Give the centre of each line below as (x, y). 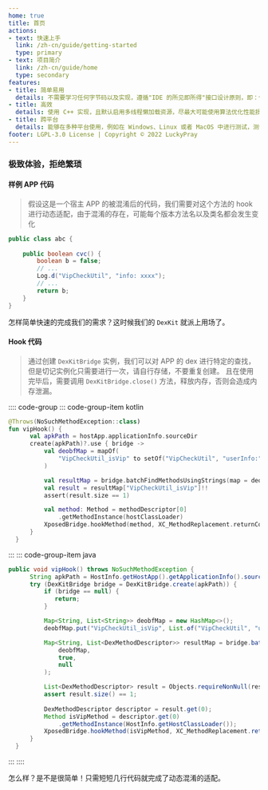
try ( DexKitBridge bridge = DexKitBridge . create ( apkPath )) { (133, 584)
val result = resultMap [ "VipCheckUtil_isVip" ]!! (126, 488)
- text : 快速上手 (35, 38)
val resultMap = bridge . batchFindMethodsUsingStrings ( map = (146, 480)
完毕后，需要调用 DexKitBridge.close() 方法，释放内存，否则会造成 (139, 381)
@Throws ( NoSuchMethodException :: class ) (75, 421)
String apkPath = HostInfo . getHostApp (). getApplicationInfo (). (137, 577)
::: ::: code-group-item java (52, 554)
